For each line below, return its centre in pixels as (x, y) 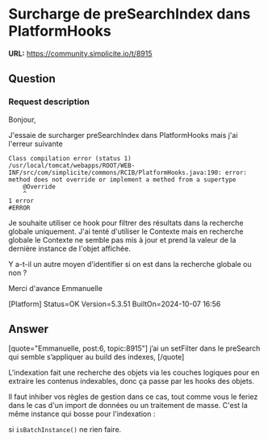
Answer (29, 329)
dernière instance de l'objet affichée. (69, 248)
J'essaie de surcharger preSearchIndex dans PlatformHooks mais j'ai (123, 135)
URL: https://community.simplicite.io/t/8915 (80, 53)
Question (32, 79)
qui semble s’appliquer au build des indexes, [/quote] (96, 357)
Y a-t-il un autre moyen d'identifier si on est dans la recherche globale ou (130, 264)
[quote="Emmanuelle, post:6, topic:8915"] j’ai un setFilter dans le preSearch (134, 348)
